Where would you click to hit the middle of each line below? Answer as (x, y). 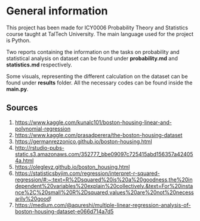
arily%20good (32, 198)
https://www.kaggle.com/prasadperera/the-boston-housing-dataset (99, 135)
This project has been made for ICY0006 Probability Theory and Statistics (97, 28)
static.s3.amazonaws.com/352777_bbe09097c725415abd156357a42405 (104, 154)
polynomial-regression (42, 128)
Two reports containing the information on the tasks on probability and (93, 52)
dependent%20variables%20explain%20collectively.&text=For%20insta (104, 186)
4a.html (24, 161)
